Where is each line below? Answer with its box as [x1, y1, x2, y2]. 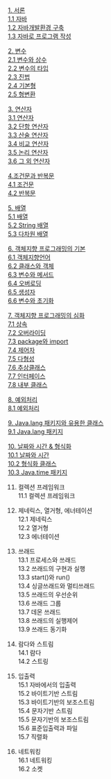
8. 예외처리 [8, 395, 37, 404]
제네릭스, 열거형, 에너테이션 [17, 506, 93, 515]
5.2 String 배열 [8, 221, 49, 229]
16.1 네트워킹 [17, 756, 53, 764]
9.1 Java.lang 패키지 [8, 427, 63, 436]
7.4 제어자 [8, 346, 35, 354]
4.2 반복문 [8, 189, 36, 197]
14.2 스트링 [17, 658, 49, 665]
